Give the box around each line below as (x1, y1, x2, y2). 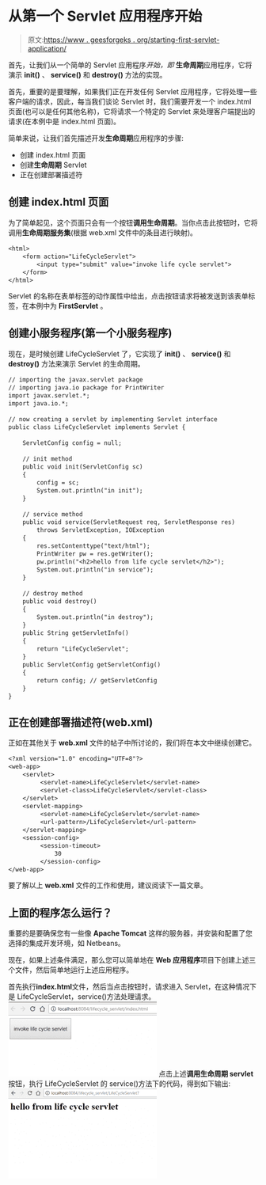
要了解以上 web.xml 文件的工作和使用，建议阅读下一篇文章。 (8, 880, 208, 891)
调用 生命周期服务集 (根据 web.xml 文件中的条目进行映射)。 (8, 227, 198, 237)
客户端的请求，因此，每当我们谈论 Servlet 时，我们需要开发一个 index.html (8, 97, 252, 106)
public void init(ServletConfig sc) (22, 462, 144, 471)
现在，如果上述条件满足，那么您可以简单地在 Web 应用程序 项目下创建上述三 (8, 955, 256, 965)
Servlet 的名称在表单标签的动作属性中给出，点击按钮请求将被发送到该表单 (8, 291, 249, 301)
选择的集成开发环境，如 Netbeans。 (8, 939, 125, 948)
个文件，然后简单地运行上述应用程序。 (8, 965, 133, 974)
